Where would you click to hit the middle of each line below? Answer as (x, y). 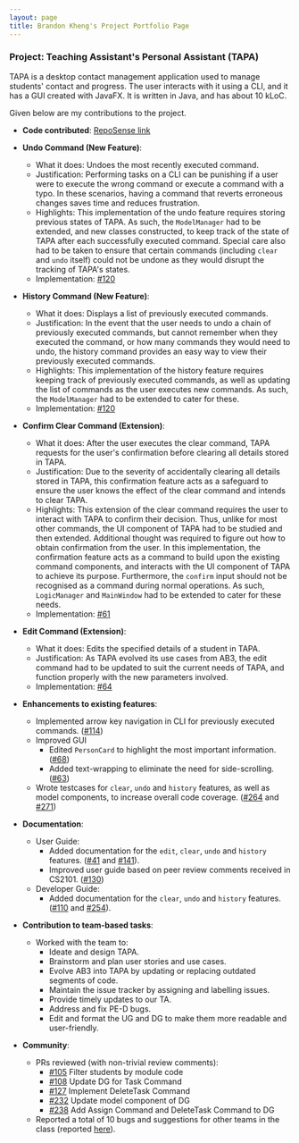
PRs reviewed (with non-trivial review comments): (127, 1062)
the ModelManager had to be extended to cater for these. (137, 399)
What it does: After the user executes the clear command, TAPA (153, 442)
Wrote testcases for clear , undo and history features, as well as (153, 787)
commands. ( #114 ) (70, 730)
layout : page (33, 17)
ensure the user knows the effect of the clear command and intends (160, 490)
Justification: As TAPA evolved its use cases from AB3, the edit (151, 658)
